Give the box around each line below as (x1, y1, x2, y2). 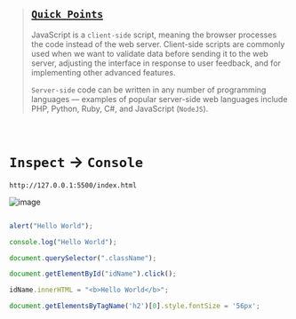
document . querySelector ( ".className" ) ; (9, 253, 157, 262)
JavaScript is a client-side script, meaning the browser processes (30, 29, 277, 40)
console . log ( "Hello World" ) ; (9, 237, 117, 246)
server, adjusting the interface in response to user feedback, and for (30, 58, 282, 68)
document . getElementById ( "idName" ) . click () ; (9, 269, 177, 279)
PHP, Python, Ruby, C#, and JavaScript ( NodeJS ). (30, 103, 209, 114)
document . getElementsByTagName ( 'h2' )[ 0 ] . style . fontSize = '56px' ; (9, 302, 260, 311)
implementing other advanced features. (30, 67, 176, 77)
